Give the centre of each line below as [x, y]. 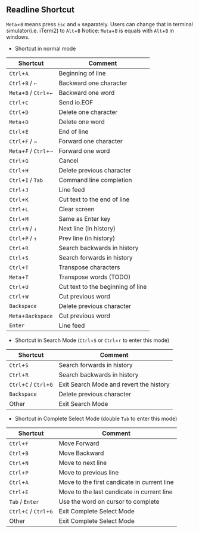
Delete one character [88, 112]
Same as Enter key [85, 218]
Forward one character [91, 141]
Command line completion [95, 180]
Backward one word [87, 93]
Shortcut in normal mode [45, 48]
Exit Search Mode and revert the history [114, 384]
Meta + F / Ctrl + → [31, 150]
